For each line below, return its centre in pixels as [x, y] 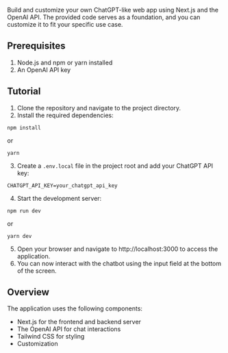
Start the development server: [59, 198]
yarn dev [20, 236]
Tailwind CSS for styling [51, 337]
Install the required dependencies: [65, 115]
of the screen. [37, 271]
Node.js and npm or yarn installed [65, 62]
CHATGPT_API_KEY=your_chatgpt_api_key [62, 185]
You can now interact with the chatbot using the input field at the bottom [119, 263]
